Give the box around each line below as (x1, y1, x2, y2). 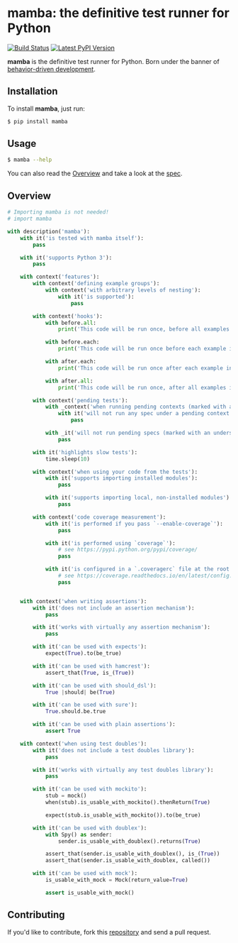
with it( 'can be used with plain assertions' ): (33, 721, 176, 728)
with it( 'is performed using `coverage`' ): (45, 539, 176, 547)
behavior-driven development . (7, 65, 96, 73)
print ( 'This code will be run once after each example (57, 364, 223, 372)
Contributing (7, 909, 65, 921)
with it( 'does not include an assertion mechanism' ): (33, 605, 195, 612)
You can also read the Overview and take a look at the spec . (7, 169, 183, 178)
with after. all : (45, 377, 93, 385)
